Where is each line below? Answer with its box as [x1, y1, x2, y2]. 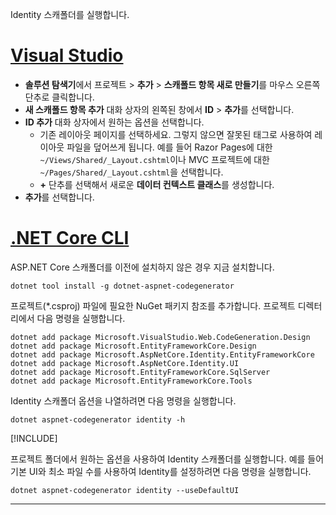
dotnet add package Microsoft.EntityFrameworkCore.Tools [10, 376, 253, 386]
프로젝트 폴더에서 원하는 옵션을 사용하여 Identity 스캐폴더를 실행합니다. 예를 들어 [10, 453, 325, 465]
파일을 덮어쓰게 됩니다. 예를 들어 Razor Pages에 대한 [66, 141, 273, 153]
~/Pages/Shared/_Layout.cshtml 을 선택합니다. [39, 166, 224, 178]
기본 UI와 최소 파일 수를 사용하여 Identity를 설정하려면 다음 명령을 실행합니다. [10, 465, 312, 477]
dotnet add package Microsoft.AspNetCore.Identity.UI [10, 358, 240, 368]
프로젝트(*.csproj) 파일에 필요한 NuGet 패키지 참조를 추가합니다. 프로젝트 [10, 299, 296, 312]
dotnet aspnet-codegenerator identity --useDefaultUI [10, 485, 240, 495]
